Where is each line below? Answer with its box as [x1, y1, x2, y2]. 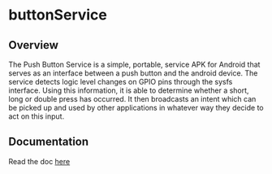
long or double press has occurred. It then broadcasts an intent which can [8, 94, 257, 103]
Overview [8, 38, 59, 52]
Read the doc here [8, 156, 71, 166]
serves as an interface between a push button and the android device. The [8, 68, 258, 78]
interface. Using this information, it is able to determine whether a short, [8, 85, 249, 95]
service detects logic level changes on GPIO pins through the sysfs [8, 77, 233, 86]
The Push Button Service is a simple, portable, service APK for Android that [8, 59, 261, 69]
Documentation [8, 135, 89, 149]
